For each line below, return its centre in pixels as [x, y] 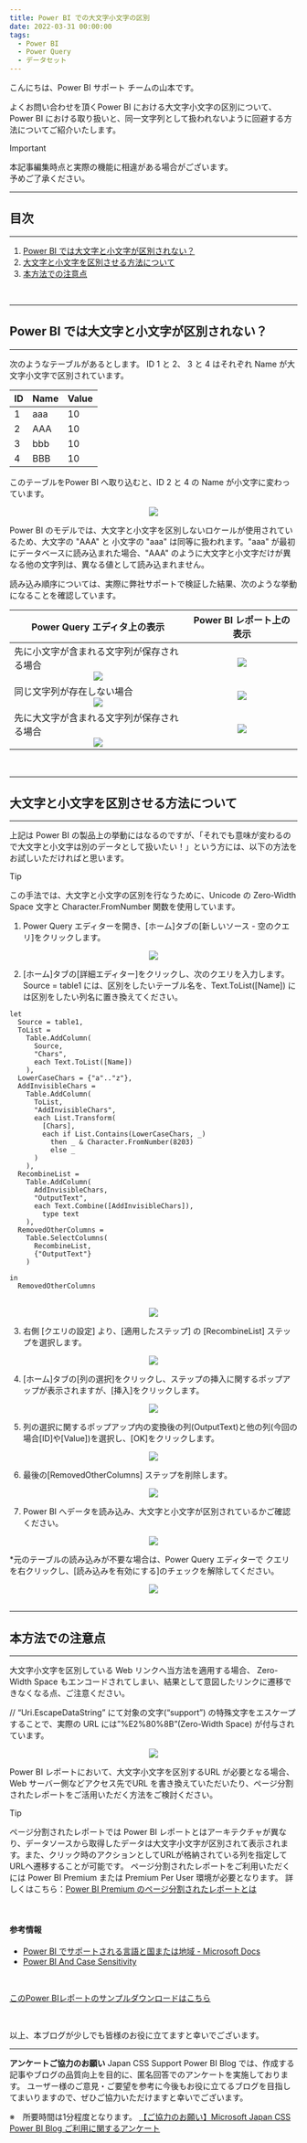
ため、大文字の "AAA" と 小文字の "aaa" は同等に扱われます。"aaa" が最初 [156, 541]
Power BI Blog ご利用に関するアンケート [85, 2128]
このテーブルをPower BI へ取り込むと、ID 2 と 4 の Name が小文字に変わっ [150, 482]
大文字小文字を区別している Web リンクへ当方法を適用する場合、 [132, 1671]
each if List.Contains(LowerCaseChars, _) [124, 1134]
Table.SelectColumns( [67, 1238]
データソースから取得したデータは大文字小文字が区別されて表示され [153, 1843]
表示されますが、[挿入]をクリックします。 [126, 1391]
